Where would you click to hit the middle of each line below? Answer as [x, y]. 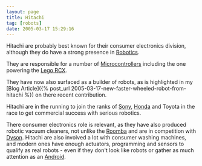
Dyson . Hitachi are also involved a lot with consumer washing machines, [96, 138]
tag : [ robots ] [24, 23]
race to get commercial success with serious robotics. [74, 113]
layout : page [23, 12]
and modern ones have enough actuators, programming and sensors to [95, 144]
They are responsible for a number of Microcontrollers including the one [96, 64]
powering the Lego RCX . [37, 71]
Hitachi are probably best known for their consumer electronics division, [96, 46]
